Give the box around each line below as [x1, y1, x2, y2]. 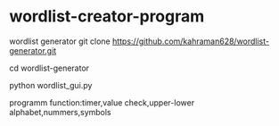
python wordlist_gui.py [9, 80, 93, 90]
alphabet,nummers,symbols [9, 106, 111, 117]
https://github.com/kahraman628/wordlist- [111, 36, 270, 46]
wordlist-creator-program [9, 6, 205, 27]
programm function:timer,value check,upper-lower [9, 97, 194, 108]
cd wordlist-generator [9, 63, 90, 73]
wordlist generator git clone [9, 36, 111, 46]
